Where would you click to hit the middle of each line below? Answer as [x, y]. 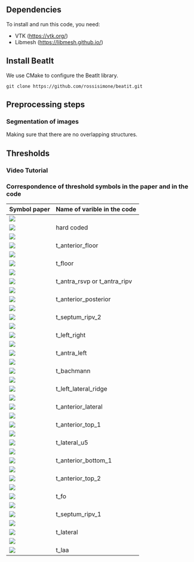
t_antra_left [71, 353]
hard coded [72, 228]
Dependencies [34, 10]
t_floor [65, 263]
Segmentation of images [43, 121]
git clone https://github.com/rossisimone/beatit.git [75, 86]
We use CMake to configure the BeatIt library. [62, 75]
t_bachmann [73, 371]
